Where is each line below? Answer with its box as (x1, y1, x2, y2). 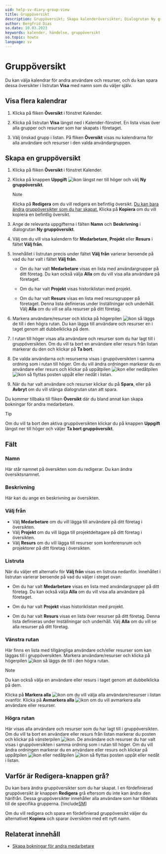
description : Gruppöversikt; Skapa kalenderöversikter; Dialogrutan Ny (5, 16, 156, 21)
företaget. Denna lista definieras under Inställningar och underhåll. (19, 301, 155, 307)
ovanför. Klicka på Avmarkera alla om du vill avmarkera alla (5, 697, 141, 703)
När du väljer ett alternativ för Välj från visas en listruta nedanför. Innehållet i (5, 568, 161, 574)
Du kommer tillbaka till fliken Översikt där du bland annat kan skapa (5, 396, 143, 402)
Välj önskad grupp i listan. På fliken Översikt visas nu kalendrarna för (12, 134, 153, 140)
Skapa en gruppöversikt (5, 154, 81, 162)
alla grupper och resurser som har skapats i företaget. (12, 125, 123, 131)
